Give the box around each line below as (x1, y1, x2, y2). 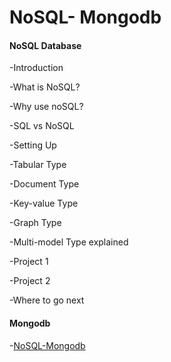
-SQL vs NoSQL (9, 120, 75, 132)
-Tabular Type (9, 159, 67, 171)
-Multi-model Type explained (9, 236, 129, 248)
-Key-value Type (9, 197, 79, 210)
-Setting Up (9, 139, 57, 151)
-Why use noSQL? (9, 101, 84, 113)
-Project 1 (9, 256, 49, 268)
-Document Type (9, 178, 80, 190)
